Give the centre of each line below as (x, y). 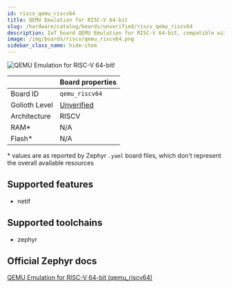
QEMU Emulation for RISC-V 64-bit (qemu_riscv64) (80, 278)
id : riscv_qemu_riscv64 (41, 13)
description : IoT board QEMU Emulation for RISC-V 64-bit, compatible (111, 33)
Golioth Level (32, 105)
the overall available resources (51, 163)
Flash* (22, 138)
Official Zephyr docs (52, 261)
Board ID (25, 94)
